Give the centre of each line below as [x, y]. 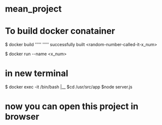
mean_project [33, 9]
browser [22, 117]
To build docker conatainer [60, 31]
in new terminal [37, 73]
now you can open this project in [72, 106]
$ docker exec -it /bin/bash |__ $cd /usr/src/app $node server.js [69, 87]
